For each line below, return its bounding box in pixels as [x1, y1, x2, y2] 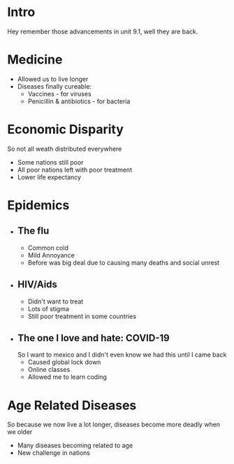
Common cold [27, 244, 68, 252]
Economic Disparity [7, 121, 124, 137]
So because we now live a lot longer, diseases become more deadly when [7, 420, 221, 429]
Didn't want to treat [27, 297, 84, 306]
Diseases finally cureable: [17, 82, 92, 91]
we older [7, 428, 33, 436]
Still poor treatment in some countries [27, 312, 137, 320]
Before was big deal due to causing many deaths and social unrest [27, 258, 220, 267]
